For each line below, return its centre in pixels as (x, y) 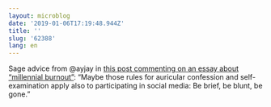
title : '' (25, 31)
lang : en (23, 46)
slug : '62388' (32, 38)
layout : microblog (39, 16)
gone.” (19, 94)
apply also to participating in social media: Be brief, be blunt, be (157, 86)
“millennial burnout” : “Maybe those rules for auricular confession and (123, 77)
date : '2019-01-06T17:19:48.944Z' (67, 23)
